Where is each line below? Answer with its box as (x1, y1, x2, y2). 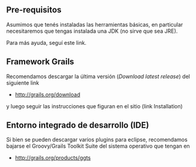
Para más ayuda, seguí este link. (6, 39, 87, 46)
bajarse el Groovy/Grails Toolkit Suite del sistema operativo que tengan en (6, 142, 190, 150)
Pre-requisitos (6, 5, 62, 15)
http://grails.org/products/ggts (14, 154, 91, 162)
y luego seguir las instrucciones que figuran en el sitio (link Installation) (6, 102, 183, 110)
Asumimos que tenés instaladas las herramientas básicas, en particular (6, 21, 183, 28)
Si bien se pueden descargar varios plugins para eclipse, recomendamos (6, 136, 188, 143)
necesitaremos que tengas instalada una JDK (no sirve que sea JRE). (6, 27, 178, 34)
